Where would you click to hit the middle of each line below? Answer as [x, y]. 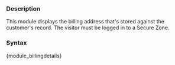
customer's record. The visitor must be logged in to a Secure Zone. [88, 28]
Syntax [17, 43]
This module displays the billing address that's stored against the [85, 22]
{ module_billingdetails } [34, 56]
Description [23, 9]
